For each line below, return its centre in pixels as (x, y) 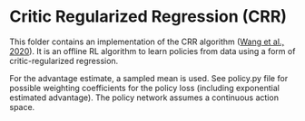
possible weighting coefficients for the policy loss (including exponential (144, 88)
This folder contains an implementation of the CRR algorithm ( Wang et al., (147, 42)
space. (22, 107)
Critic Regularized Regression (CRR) (148, 17)
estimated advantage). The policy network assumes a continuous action (144, 98)
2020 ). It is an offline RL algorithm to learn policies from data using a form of (152, 51)
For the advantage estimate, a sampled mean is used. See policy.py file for (149, 78)
